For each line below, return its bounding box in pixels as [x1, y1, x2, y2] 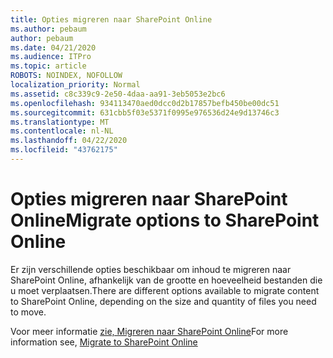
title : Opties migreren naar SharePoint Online [10, 14, 213, 25]
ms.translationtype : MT [10, 117, 110, 127]
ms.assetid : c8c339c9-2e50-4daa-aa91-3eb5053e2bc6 [10, 89, 226, 99]
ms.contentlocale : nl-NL [10, 126, 114, 136]
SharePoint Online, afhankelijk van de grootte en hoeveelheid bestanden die [10, 274, 323, 286]
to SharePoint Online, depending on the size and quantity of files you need [10, 295, 317, 307]
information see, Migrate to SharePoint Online [10, 336, 198, 348]
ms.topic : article [10, 61, 87, 71]
